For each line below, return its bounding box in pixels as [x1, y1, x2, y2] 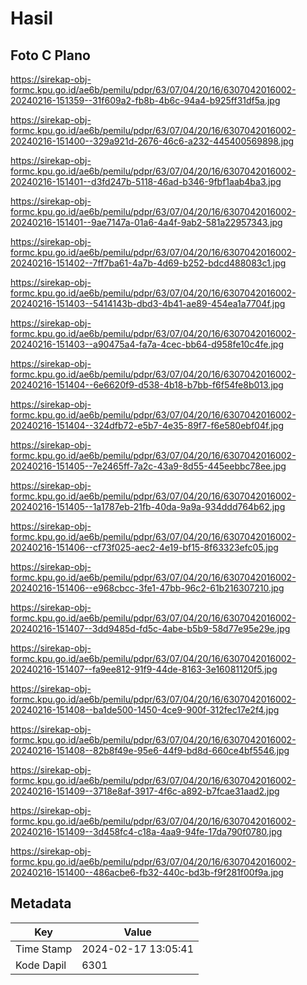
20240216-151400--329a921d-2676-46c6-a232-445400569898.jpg [10, 135, 295, 147]
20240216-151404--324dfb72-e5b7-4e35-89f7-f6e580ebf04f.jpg [10, 420, 284, 431]
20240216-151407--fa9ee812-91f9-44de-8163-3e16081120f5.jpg [10, 663, 278, 675]
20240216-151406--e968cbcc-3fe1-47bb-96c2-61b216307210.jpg [10, 582, 285, 594]
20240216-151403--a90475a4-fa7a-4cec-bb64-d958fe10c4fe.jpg [10, 338, 285, 350]
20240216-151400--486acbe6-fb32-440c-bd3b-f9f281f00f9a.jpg [10, 867, 284, 878]
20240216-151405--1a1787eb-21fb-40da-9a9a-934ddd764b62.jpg [10, 501, 286, 512]
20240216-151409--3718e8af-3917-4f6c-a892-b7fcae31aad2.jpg [10, 785, 280, 797]
